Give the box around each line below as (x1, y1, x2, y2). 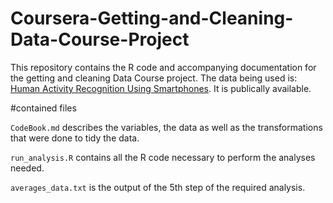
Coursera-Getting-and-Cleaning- (10, 7, 294, 30)
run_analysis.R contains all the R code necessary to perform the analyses (10, 151, 316, 163)
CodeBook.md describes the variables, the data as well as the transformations (10, 121, 323, 133)
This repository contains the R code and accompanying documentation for (10, 61, 317, 73)
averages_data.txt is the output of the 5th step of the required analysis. (10, 181, 306, 193)
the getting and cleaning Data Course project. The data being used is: (10, 72, 298, 84)
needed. (10, 162, 45, 174)
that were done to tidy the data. (10, 132, 140, 144)
